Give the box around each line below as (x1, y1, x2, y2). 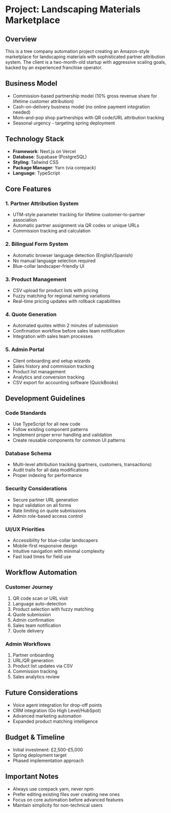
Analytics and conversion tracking (12, 374, 85, 380)
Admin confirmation (12, 617, 55, 623)
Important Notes (5, 772, 59, 781)
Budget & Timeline (5, 733, 65, 742)
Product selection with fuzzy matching (12, 606, 94, 612)
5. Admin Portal (5, 346, 44, 353)
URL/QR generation (12, 657, 54, 664)
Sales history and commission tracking (12, 363, 94, 369)
